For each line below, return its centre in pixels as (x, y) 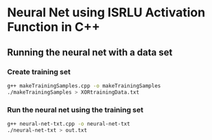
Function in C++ (54, 27)
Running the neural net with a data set (90, 52)
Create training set (39, 72)
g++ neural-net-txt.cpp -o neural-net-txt (69, 124)
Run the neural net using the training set (75, 109)
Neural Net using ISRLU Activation (106, 13)
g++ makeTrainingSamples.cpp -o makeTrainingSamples (84, 86)
